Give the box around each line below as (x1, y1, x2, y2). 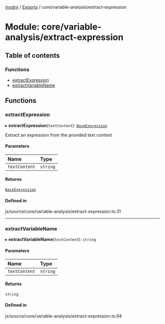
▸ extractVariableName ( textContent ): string (5, 237, 96, 243)
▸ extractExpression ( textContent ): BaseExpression (5, 122, 108, 128)
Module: (5, 22, 40, 32)
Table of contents (5, 51, 60, 59)
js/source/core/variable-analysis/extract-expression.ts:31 (5, 209, 121, 215)
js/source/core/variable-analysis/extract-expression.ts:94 (5, 313, 122, 319)
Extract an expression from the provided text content (5, 132, 112, 138)
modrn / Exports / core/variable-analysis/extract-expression (5, 4, 127, 10)
